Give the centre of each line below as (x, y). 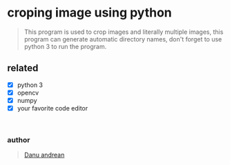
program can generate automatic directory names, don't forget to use (123, 39)
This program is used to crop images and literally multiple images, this (124, 32)
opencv (28, 93)
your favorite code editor (52, 108)
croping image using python (90, 13)
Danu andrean (44, 155)
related (23, 68)
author (19, 139)
